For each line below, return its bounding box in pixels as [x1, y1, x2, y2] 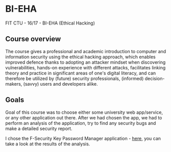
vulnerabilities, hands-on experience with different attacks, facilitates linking [5, 64, 166, 70]
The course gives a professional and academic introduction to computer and [5, 48, 166, 54]
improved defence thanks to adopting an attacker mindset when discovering [5, 59, 166, 65]
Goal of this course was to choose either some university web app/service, [5, 109, 163, 115]
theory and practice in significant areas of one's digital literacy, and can [5, 70, 156, 76]
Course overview [5, 35, 61, 43]
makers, [5, 81, 22, 87]
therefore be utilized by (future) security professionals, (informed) [5, 75, 144, 82]
